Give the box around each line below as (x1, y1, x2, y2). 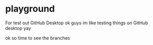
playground (5, 3, 55, 15)
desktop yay (5, 25, 32, 31)
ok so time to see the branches (5, 35, 70, 41)
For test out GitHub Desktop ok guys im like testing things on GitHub (5, 20, 148, 26)
